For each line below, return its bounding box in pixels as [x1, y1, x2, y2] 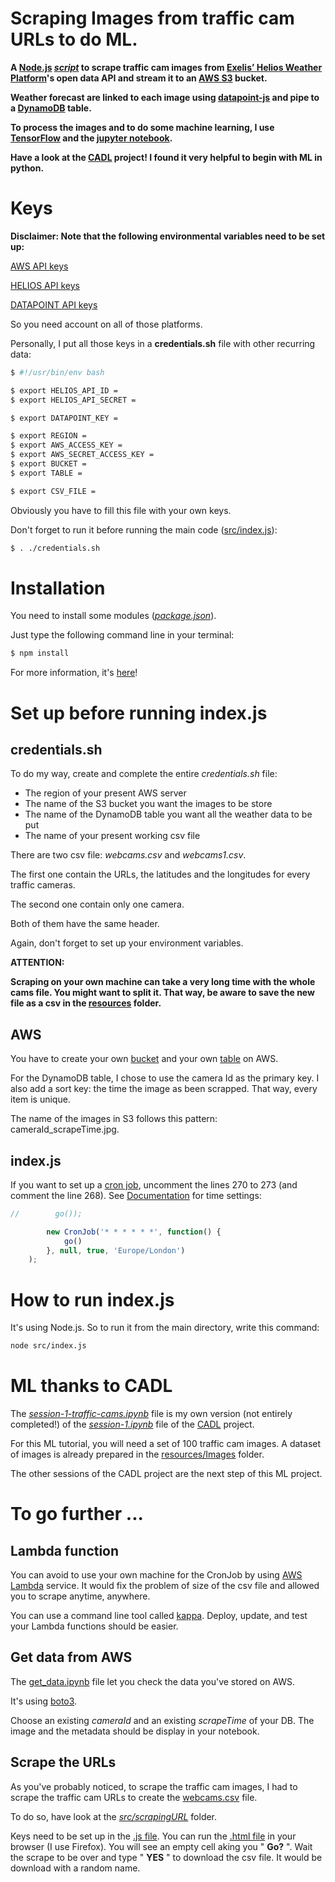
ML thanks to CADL [10, 1375, 173, 1397]
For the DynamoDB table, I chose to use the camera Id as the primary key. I [10, 1072, 320, 1084]
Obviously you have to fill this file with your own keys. [10, 504, 232, 516]
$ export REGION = [10, 431, 87, 441]
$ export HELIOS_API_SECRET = [10, 395, 137, 405]
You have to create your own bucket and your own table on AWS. [10, 1053, 279, 1065]
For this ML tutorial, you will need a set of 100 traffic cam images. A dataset [10, 1438, 322, 1450]
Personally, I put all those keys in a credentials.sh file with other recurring [10, 337, 316, 349]
